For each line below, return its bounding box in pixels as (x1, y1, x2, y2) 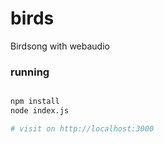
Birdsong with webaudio (10, 40, 110, 52)
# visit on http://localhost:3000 (10, 123, 155, 134)
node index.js (10, 106, 70, 116)
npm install (10, 97, 60, 107)
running (10, 65, 50, 79)
